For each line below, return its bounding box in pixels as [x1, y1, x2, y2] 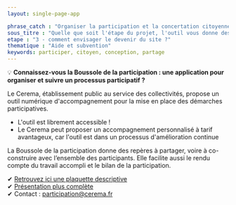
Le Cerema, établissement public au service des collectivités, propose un [7, 90, 220, 98]
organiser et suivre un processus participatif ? [7, 76, 145, 84]
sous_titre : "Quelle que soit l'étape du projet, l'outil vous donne [7, 29, 218, 36]
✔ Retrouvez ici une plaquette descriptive [7, 175, 128, 183]
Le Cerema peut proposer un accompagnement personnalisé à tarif [17, 125, 213, 134]
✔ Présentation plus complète [7, 183, 93, 190]
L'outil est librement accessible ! [17, 118, 111, 126]
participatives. [7, 104, 49, 113]
